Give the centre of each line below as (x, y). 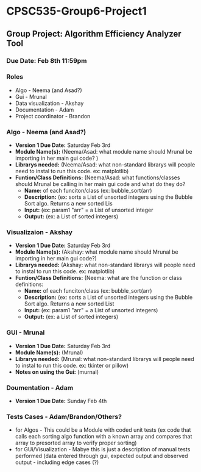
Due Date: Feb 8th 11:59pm (47, 60)
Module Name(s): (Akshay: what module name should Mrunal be (97, 252)
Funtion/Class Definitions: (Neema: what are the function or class (99, 278)
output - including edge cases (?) (57, 462)
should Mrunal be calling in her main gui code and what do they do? (100, 184)
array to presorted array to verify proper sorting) (76, 443)
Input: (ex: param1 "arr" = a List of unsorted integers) (91, 310)
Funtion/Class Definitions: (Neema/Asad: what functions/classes (97, 177)
